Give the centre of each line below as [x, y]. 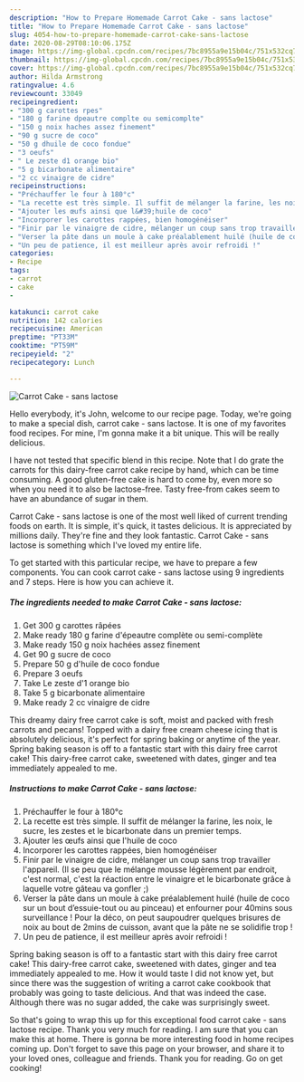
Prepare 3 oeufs [52, 673]
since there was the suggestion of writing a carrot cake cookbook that [140, 982]
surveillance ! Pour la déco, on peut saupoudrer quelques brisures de [152, 917]
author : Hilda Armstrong [56, 77]
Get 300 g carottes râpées [72, 625]
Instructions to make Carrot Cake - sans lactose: [103, 789]
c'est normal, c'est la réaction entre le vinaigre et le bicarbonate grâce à [157, 878]
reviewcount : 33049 [46, 93]
